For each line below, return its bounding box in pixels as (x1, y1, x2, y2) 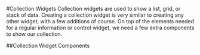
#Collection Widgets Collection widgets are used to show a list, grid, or (6, 5, 181, 12)
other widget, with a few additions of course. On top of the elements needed (6, 18, 195, 25)
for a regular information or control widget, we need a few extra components (6, 24, 195, 31)
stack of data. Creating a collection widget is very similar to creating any (6, 11, 184, 19)
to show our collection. (6, 30, 63, 38)
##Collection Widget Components (6, 42, 90, 49)
